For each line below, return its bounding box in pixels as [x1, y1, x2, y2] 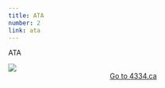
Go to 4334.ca [109, 71, 157, 81]
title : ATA [8, 11, 44, 20]
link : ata [8, 26, 41, 34]
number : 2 [8, 19, 41, 27]
